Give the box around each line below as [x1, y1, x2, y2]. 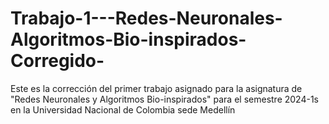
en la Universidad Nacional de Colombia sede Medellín [10, 103, 236, 116]
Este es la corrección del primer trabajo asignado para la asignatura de [10, 82, 303, 94]
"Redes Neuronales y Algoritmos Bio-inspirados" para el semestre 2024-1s [10, 93, 320, 105]
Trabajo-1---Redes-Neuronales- [10, 7, 283, 30]
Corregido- [10, 50, 105, 72]
